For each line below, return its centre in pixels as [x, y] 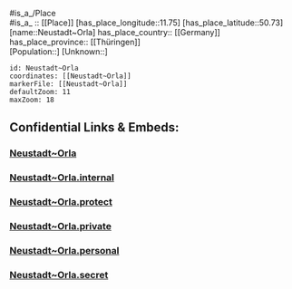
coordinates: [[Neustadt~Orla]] [70, 76]
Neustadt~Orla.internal [62, 178]
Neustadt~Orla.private [60, 226]
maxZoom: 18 [32, 100]
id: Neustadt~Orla [44, 68]
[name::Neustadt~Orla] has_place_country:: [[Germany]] [115, 32]
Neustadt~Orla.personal [64, 250]
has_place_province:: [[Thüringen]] [75, 42]
